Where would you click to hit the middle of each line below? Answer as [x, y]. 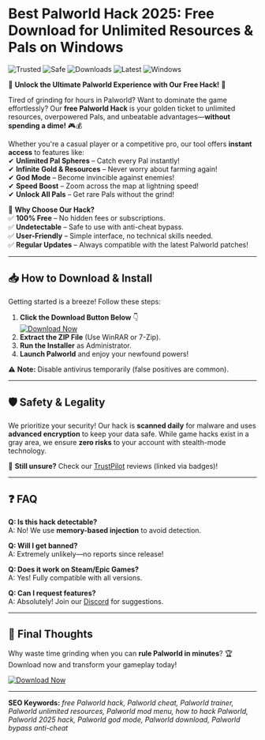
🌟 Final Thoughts [50, 634]
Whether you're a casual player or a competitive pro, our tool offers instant [130, 144]
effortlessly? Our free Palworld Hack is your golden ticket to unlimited [122, 108]
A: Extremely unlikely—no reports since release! [86, 554]
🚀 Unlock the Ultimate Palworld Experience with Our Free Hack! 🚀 [117, 85]
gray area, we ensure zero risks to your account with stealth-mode [117, 442]
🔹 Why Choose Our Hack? [51, 210]
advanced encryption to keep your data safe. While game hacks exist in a [129, 434]
